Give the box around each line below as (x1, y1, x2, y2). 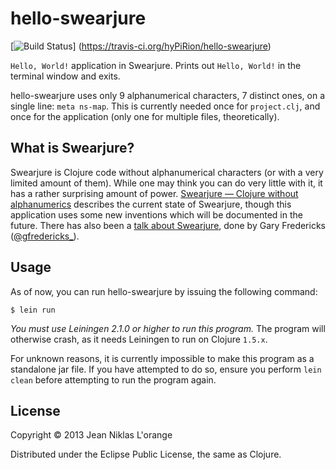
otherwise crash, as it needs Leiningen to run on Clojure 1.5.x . (10, 333, 268, 345)
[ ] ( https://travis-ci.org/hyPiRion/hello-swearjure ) (10, 40, 272, 52)
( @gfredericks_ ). (10, 230, 80, 242)
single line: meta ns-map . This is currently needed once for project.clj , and (10, 100, 321, 112)
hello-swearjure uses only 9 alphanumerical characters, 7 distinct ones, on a (10, 89, 326, 101)
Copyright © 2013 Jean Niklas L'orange (10, 429, 173, 441)
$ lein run (10, 305, 56, 315)
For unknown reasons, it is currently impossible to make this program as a (10, 352, 315, 364)
